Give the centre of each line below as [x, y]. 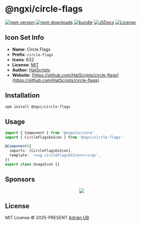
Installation [22, 96]
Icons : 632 [23, 60]
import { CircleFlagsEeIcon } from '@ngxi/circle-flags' [64, 137]
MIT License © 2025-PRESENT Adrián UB [47, 217]
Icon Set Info [25, 38]
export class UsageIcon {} [32, 164]
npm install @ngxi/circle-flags [38, 107]
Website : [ [23, 75]
